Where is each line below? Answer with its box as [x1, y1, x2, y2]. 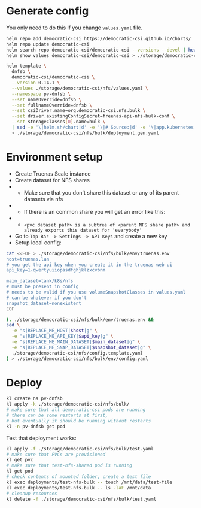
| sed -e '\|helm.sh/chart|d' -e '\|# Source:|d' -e [11, 125, 146, 131]
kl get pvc [6, 457, 33, 463]
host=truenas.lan [6, 256, 50, 262]
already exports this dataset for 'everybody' [23, 227, 142, 233]
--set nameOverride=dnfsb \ [11, 96, 82, 102]
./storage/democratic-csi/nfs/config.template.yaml [11, 350, 144, 356]
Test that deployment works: [6, 434, 77, 442]
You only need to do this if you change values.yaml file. [6, 24, 142, 31]
